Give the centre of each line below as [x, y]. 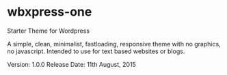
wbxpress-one [50, 12]
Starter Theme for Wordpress [49, 31]
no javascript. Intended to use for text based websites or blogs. [96, 51]
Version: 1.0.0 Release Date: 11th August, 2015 [72, 64]
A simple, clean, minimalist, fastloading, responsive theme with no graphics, [114, 44]
